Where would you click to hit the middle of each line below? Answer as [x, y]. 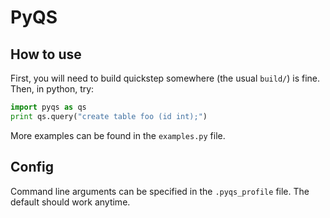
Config [32, 167]
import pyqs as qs [48, 107]
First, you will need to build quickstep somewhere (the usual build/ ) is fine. [165, 78]
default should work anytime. [70, 202]
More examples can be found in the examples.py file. [118, 135]
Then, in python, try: [52, 89]
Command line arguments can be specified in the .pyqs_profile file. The [160, 191]
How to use [46, 54]
